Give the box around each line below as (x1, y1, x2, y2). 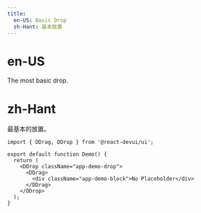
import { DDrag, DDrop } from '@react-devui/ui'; (7, 139, 154, 146)
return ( (13, 157, 39, 164)
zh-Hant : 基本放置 (13, 23, 63, 30)
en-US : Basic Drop (13, 17, 67, 24)
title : (7, 10, 26, 17)
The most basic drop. (7, 76, 68, 85)
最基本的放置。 (7, 125, 50, 133)
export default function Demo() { (7, 151, 108, 158)
